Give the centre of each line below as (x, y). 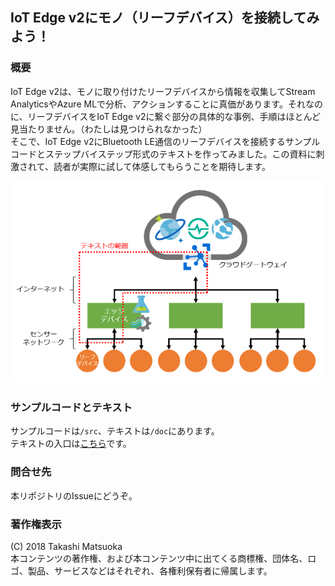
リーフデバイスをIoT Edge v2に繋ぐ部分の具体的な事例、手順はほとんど (174, 116)
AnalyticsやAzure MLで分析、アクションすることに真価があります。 (149, 104)
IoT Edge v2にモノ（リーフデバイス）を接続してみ (165, 18)
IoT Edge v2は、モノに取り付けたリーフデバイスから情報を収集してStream (163, 91)
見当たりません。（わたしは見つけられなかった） (109, 129)
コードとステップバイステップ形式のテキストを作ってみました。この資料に (163, 154)
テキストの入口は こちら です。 (71, 444)
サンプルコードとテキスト (71, 407)
